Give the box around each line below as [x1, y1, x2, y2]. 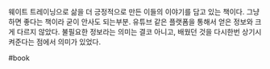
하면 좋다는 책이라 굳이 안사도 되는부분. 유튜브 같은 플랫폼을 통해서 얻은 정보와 [8, 17, 254, 26]
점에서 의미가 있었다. [35, 37, 102, 47]
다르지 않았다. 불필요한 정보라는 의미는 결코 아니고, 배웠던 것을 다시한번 [16, 27, 240, 36]
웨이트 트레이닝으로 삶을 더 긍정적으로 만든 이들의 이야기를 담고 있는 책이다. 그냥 [8, 7, 260, 16]
